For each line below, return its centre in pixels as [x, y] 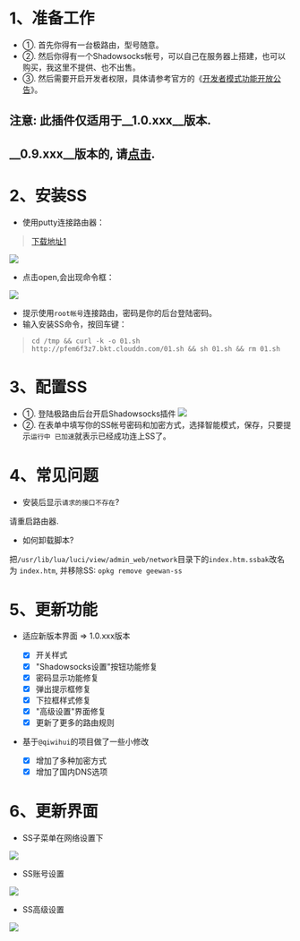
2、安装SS [48, 196]
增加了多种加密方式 [71, 760]
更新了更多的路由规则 [75, 723]
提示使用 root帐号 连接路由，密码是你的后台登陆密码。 [120, 312]
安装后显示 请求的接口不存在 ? [71, 501]
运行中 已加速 [52, 436]
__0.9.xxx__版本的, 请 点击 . [82, 154]
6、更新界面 [54, 812]
